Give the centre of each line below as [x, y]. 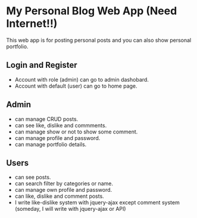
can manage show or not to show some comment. [76, 132]
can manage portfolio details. [51, 144]
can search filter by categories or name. [64, 183]
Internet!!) [32, 24]
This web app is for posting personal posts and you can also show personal [99, 40]
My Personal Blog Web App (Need [92, 11]
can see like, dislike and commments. [61, 125]
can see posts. [33, 177]
